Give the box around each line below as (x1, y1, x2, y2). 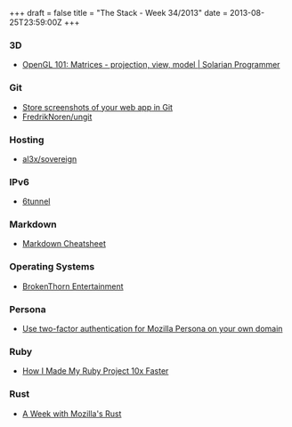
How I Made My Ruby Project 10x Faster (21, 366, 169, 376)
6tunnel (21, 196, 51, 207)
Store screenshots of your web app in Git (21, 101, 174, 112)
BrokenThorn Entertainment (21, 280, 124, 292)
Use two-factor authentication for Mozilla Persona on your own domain (21, 324, 283, 334)
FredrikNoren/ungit (21, 111, 93, 122)
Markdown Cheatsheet (21, 238, 107, 249)
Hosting (9, 133, 45, 146)
